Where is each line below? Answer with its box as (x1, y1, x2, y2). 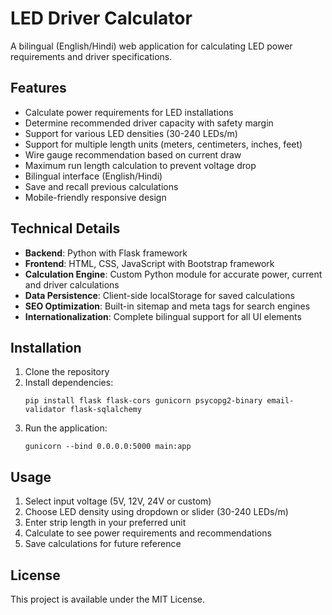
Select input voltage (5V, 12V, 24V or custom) (24, 495, 212, 507)
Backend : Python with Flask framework (24, 247, 188, 259)
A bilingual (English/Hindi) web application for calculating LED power (10, 40, 293, 52)
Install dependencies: (24, 377, 114, 389)
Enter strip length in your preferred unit (24, 517, 187, 529)
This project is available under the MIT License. (10, 593, 206, 605)
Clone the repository (24, 366, 110, 378)
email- (266, 396, 295, 406)
